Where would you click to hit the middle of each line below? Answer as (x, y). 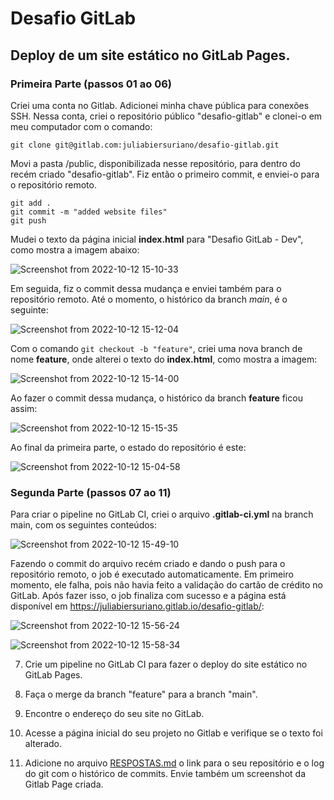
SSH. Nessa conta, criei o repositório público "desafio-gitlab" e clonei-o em (166, 116)
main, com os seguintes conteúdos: (84, 525)
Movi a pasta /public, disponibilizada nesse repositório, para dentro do (155, 163)
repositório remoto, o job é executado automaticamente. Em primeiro (152, 574)
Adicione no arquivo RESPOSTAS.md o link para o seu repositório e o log (174, 763)
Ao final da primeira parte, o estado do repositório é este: (128, 447)
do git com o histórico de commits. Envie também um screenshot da (165, 774)
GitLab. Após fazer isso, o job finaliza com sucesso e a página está (148, 596)
